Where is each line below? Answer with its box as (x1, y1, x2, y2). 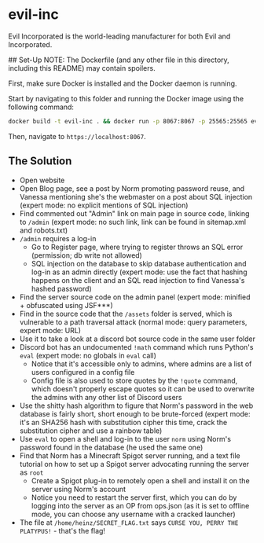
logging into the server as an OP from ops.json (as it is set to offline (31, 501, 250, 510)
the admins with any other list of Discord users (31, 392, 182, 402)
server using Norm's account (31, 484, 126, 493)
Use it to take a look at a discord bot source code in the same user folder (19, 334, 255, 343)
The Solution (8, 155, 72, 168)
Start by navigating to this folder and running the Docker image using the (8, 94, 244, 103)
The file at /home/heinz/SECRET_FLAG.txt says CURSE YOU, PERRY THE (19, 517, 239, 527)
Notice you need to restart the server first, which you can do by (31, 493, 237, 502)
